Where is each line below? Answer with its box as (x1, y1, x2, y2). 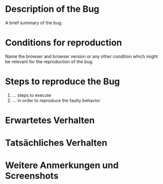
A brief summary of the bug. (5, 20, 63, 26)
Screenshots (5, 170, 59, 182)
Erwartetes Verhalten (5, 115, 95, 126)
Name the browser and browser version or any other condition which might (5, 53, 158, 59)
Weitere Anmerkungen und (5, 160, 119, 171)
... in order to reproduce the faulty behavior (12, 97, 100, 103)
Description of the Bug (5, 3, 100, 15)
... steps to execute (12, 92, 51, 98)
